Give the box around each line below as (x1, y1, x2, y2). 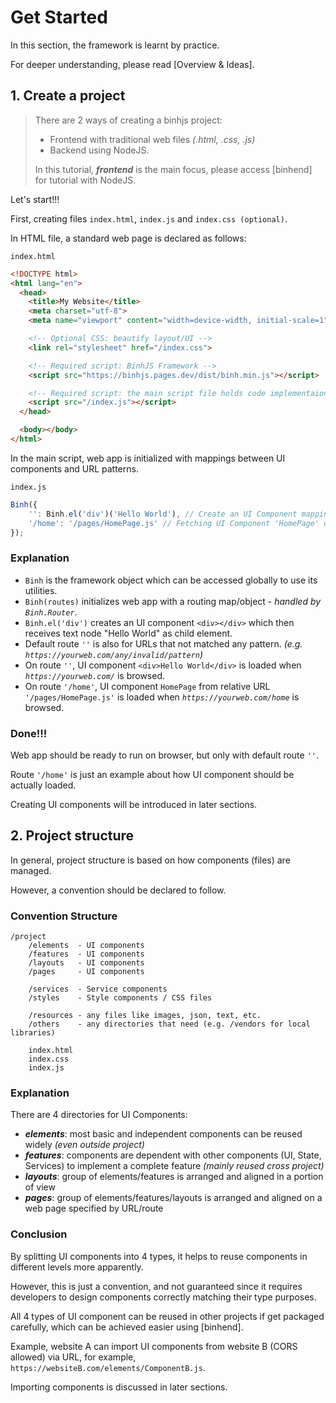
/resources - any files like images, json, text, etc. (28, 1011, 262, 1021)
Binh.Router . (24, 606, 78, 618)
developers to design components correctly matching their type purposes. (10, 1291, 317, 1303)
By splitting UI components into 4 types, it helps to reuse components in (10, 1250, 308, 1262)
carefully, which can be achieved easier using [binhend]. (10, 1321, 244, 1333)
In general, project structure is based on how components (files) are (10, 854, 291, 866)
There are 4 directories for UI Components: (10, 1109, 188, 1121)
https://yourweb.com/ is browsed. (24, 669, 166, 681)
